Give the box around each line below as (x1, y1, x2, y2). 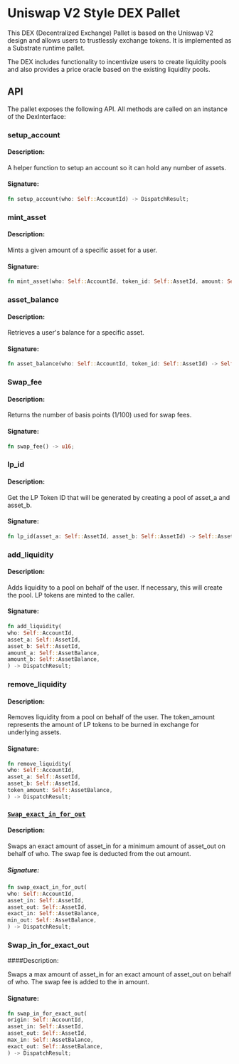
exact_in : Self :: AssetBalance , (7, 910, 100, 917)
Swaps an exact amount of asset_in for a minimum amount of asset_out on (7, 842, 226, 850)
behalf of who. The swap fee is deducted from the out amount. (7, 849, 191, 857)
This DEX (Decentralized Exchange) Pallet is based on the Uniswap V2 (7, 28, 213, 37)
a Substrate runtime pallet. (7, 43, 85, 52)
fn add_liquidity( (7, 623, 62, 630)
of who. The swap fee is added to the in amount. (7, 978, 149, 986)
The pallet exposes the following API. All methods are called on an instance (7, 105, 228, 113)
